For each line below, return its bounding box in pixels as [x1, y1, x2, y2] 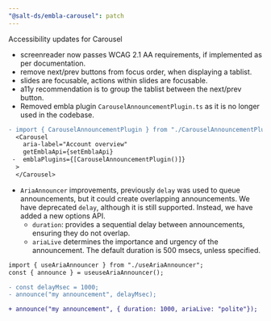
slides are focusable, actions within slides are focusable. [19, 75, 208, 85]
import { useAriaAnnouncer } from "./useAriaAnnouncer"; [8, 260, 204, 269]
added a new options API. [19, 211, 106, 221]
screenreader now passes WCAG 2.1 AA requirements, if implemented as [19, 49, 262, 59]
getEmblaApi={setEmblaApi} [23, 148, 114, 156]
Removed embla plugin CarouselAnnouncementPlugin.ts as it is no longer [19, 101, 261, 111]
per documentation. [19, 58, 86, 68]
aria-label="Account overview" [23, 141, 128, 149]
